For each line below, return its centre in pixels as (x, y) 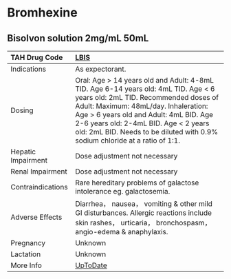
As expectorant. (101, 69)
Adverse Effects (36, 217)
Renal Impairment (39, 172)
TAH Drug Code (37, 58)
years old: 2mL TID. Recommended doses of (147, 97)
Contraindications (39, 187)
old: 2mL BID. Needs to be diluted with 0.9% (147, 132)
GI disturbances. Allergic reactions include (143, 213)
